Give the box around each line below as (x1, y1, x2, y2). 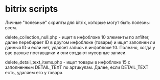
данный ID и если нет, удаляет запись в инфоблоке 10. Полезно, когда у (5, 44, 156, 50)
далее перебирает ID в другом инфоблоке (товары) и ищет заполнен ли (5, 39, 156, 45)
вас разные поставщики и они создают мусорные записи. (5, 50, 127, 56)
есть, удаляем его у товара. (5, 69, 64, 75)
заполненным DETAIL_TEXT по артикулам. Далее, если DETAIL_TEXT (5, 64, 149, 70)
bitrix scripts (5, 3, 58, 15)
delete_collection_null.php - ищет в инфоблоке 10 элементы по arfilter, (5, 34, 150, 40)
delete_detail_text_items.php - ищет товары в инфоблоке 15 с (5, 59, 131, 65)
